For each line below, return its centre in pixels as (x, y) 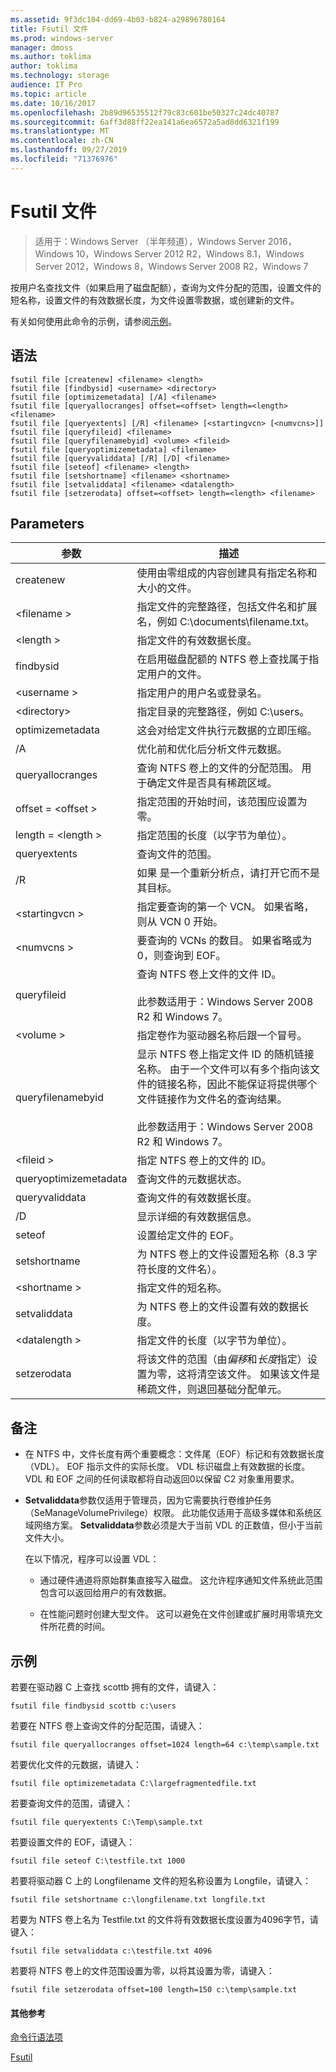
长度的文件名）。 (184, 1269)
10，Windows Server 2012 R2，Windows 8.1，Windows (190, 253)
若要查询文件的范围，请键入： (71, 1803)
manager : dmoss (42, 47)
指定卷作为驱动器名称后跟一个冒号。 (222, 1036)
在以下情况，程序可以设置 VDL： (92, 1559)
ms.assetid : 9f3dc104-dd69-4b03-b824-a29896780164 (118, 19)
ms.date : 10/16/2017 (53, 103)
